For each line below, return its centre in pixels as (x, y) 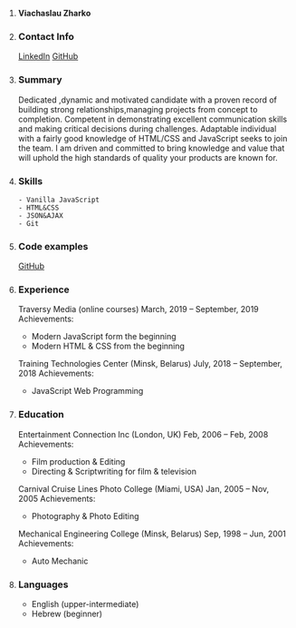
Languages (43, 584)
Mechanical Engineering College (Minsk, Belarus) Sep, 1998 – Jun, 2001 (152, 534)
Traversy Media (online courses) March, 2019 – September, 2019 (138, 309)
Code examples (53, 246)
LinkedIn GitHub (48, 56)
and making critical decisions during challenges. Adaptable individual (147, 128)
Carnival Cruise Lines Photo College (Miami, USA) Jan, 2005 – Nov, (143, 488)
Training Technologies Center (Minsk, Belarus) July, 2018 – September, (150, 364)
